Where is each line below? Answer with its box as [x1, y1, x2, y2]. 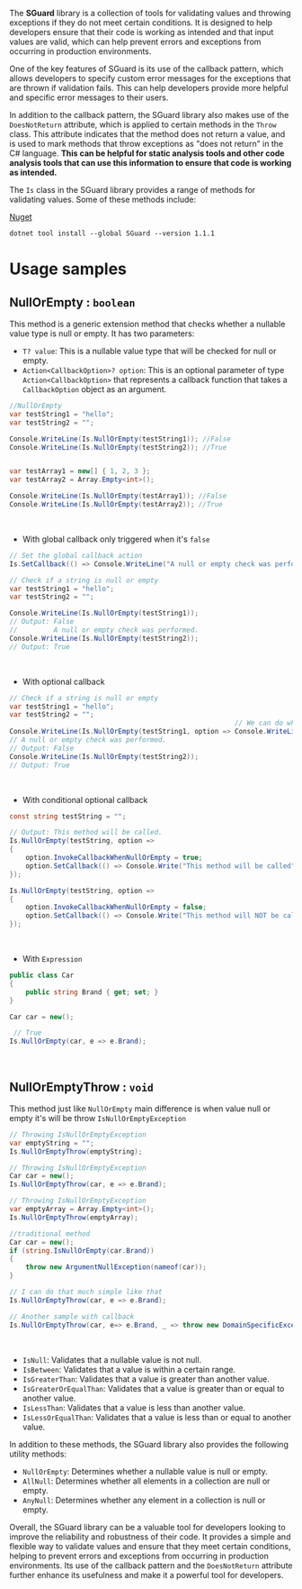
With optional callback [22, 676, 105, 687]
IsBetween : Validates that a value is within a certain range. [22, 1364, 236, 1374]
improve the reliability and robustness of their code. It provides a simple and [9, 1531, 291, 1542]
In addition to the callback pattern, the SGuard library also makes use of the [9, 110, 289, 120]
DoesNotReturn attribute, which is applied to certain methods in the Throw [9, 119, 277, 130]
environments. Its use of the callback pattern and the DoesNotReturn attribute [9, 1559, 293, 1571]
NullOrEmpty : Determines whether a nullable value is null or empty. [22, 1466, 268, 1476]
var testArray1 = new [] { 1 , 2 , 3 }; [9, 467, 151, 476]
